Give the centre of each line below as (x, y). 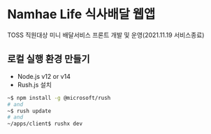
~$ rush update (29, 111)
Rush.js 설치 (35, 84)
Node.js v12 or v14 (44, 76)
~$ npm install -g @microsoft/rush (59, 98)
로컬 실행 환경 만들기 (49, 59)
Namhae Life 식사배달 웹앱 (81, 14)
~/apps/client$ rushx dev (45, 124)
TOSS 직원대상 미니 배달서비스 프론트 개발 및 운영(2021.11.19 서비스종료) (106, 35)
